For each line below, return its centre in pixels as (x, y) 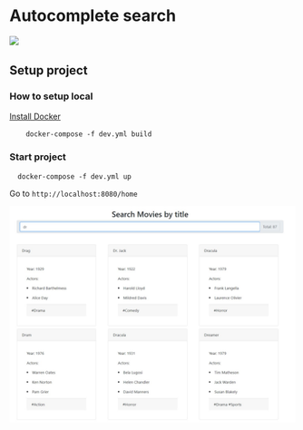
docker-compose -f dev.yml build (89, 134)
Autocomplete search (93, 16)
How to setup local (51, 96)
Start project (38, 157)
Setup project (49, 70)
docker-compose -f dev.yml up (74, 176)
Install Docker (35, 116)
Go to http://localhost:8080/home (73, 193)
